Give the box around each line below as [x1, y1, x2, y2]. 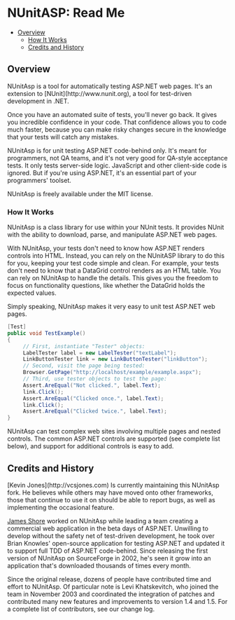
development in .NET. [7, 97, 69, 105]
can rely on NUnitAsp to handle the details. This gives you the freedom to [7, 274, 219, 282]
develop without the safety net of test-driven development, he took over [7, 531, 215, 540]
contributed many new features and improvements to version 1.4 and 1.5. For [7, 597, 228, 605]
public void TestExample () [7, 329, 86, 337]
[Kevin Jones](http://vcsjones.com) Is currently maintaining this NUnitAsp [7, 481, 220, 489]
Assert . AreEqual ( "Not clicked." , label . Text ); [22, 382, 161, 389]
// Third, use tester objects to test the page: [22, 376, 168, 383]
